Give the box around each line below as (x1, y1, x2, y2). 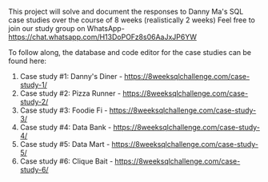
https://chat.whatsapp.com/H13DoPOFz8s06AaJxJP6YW (8, 32, 198, 42)
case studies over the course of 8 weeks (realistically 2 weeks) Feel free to (8, 15, 256, 25)
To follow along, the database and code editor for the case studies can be (8, 48, 252, 57)
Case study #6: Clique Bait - (19, 156, 114, 166)
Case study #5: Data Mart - (19, 140, 110, 148)
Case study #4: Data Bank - (19, 123, 112, 132)
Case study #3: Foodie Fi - (19, 105, 108, 115)
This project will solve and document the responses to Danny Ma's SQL (8, 7, 244, 16)
